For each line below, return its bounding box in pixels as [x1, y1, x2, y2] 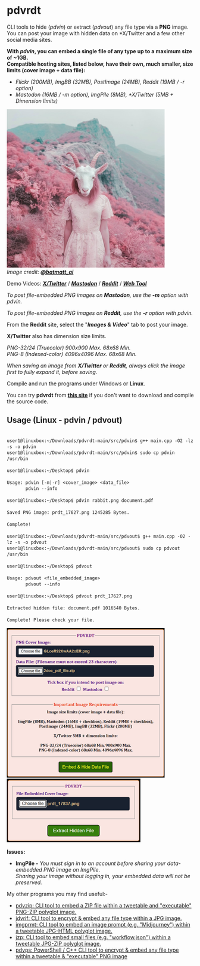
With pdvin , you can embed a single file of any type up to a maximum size [7, 47, 193, 54]
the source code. [7, 398, 49, 405]
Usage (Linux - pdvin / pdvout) [7, 415, 123, 425]
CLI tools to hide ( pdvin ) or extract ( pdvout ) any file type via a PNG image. [7, 23, 189, 30]
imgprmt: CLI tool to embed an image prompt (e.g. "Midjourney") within [15, 921, 190, 928]
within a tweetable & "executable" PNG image [15, 952, 127, 959]
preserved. [15, 879, 42, 886]
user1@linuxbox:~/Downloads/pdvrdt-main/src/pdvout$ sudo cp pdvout [7, 545, 180, 551]
